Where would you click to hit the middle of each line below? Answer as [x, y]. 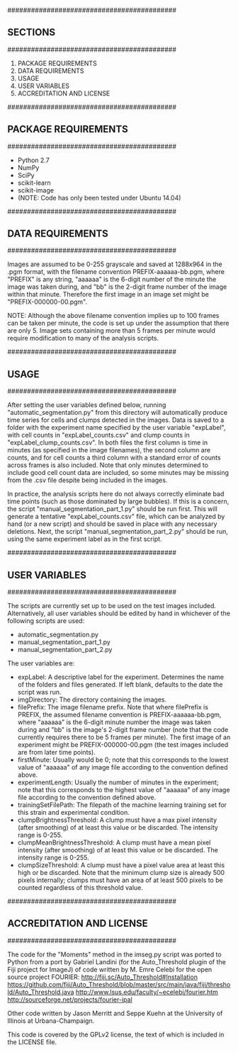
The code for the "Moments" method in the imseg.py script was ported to [114, 954]
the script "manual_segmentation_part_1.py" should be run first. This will [112, 509]
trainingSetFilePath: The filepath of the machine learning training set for [122, 805]
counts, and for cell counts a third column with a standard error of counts [114, 458]
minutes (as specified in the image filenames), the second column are [109, 450]
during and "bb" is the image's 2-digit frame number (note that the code [123, 730]
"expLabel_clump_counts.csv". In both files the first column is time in [108, 442]
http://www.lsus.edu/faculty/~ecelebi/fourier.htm [147, 992]
